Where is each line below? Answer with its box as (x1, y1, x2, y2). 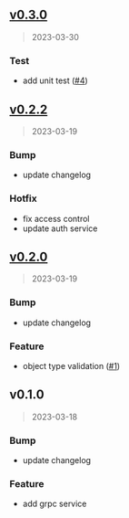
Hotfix (9, 192, 38, 205)
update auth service (22, 223, 98, 234)
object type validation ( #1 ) (22, 360, 121, 371)
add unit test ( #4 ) (22, 75, 88, 86)
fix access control (22, 213, 90, 224)
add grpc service (22, 498, 87, 510)
